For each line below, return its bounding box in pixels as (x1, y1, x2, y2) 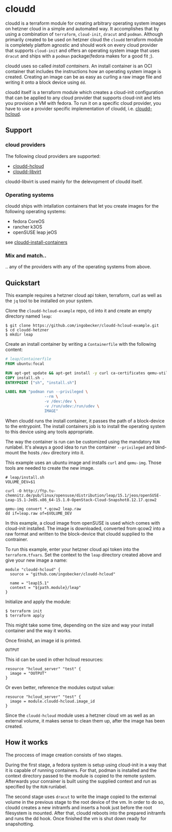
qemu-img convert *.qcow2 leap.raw (5, 506, 81, 511)
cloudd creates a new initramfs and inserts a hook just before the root (5, 804, 153, 810)
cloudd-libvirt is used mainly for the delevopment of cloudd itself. (5, 178, 143, 184)
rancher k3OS (12, 224, 42, 230)
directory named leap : (5, 313, 52, 319)
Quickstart (5, 279, 40, 287)
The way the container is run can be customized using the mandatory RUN (5, 438, 160, 445)
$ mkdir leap (5, 332, 33, 337)
